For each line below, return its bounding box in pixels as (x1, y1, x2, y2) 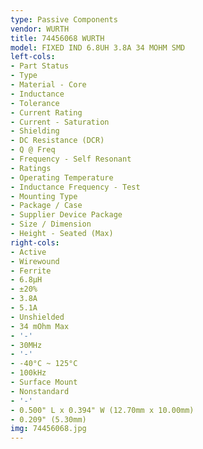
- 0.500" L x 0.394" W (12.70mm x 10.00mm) (10, 405, 195, 415)
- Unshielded (10, 312, 65, 322)
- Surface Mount (10, 377, 78, 387)
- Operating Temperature (10, 172, 114, 183)
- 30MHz (10, 340, 43, 350)
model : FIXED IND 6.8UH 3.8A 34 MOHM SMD (10, 42, 186, 53)
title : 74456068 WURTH (10, 33, 105, 43)
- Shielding (10, 126, 60, 136)
